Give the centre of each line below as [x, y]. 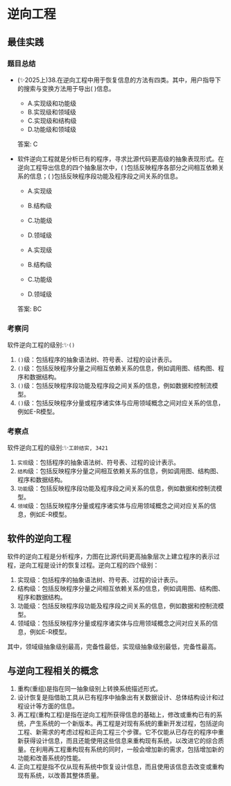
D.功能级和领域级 [52, 129]
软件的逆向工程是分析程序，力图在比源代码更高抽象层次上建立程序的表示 [110, 556]
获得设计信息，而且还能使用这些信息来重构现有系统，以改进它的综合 [121, 741]
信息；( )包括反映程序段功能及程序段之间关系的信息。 [105, 176]
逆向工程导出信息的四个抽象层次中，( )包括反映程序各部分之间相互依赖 [118, 167]
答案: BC [29, 309]
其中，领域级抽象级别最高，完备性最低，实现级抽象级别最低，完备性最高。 [113, 647]
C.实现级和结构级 [52, 120]
